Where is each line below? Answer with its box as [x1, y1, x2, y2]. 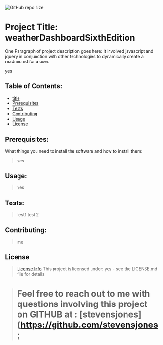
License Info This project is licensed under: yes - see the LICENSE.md [17, 266, 157, 272]
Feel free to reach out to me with [17, 288, 150, 299]
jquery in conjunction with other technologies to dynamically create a [5, 53, 144, 59]
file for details [17, 271, 45, 277]
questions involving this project [17, 299, 148, 309]
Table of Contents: [5, 82, 63, 90]
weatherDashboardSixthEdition [5, 32, 135, 43]
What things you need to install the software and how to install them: [5, 148, 143, 154]
